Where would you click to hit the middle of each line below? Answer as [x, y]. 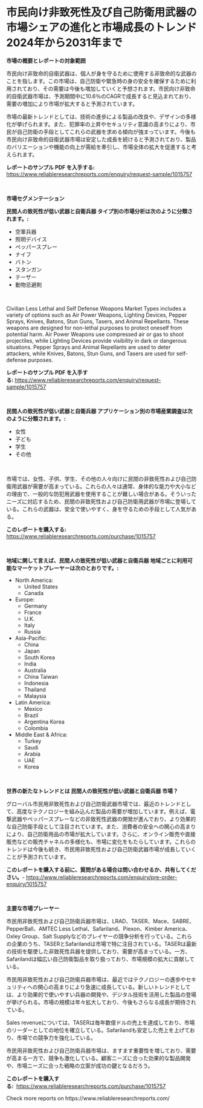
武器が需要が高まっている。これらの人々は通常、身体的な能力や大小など [106, 486]
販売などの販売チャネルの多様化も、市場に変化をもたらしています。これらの [101, 842]
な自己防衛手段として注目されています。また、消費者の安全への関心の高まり [101, 826]
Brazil [31, 715]
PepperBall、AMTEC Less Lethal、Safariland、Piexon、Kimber [85, 928]
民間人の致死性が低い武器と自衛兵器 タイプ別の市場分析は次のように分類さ [100, 211]
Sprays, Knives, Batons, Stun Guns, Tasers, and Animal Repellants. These [98, 321]
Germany [35, 605]
